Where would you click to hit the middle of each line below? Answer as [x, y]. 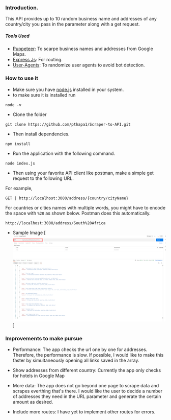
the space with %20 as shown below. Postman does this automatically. [78, 213]
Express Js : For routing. [37, 60]
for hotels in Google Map [39, 376]
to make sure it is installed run [44, 95]
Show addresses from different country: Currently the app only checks [87, 370]
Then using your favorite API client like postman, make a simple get [83, 173]
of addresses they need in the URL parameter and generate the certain [87, 396]
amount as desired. [33, 402]
